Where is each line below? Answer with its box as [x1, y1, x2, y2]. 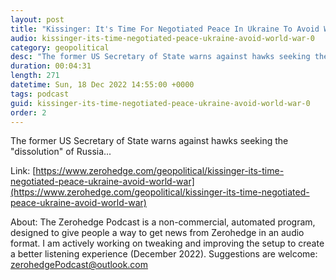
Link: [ [10, 165, 37, 177]
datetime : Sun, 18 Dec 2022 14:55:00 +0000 [10, 80, 195, 90]
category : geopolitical [10, 42, 110, 53]
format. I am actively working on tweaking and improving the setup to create [10, 237, 325, 250]
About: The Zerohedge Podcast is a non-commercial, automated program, [10, 216, 316, 228]
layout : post [10, 14, 65, 25]
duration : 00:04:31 [10, 61, 92, 71]
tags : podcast [10, 89, 70, 99]
